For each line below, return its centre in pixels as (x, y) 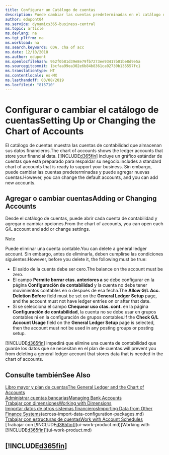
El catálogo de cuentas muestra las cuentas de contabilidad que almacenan (83, 145)
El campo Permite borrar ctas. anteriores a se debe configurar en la (83, 280)
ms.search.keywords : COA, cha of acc (45, 47)
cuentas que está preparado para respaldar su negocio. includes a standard (83, 161)
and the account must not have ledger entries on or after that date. (81, 301)
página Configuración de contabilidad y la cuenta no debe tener (80, 285)
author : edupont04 (24, 19)
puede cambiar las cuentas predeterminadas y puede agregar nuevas (77, 172)
